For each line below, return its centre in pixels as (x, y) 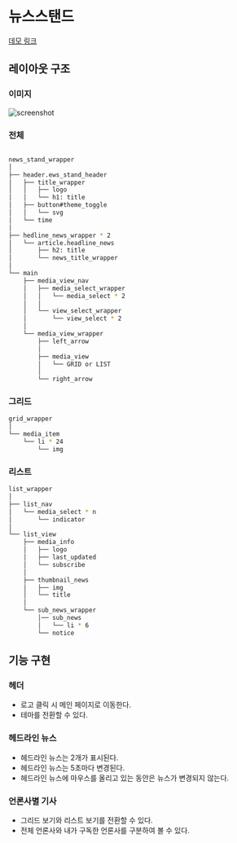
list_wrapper (31, 490)
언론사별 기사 (33, 801)
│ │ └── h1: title (47, 198)
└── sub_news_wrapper (59, 610)
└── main (23, 274)
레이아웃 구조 (39, 69)
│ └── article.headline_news (61, 243)
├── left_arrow (64, 341)
